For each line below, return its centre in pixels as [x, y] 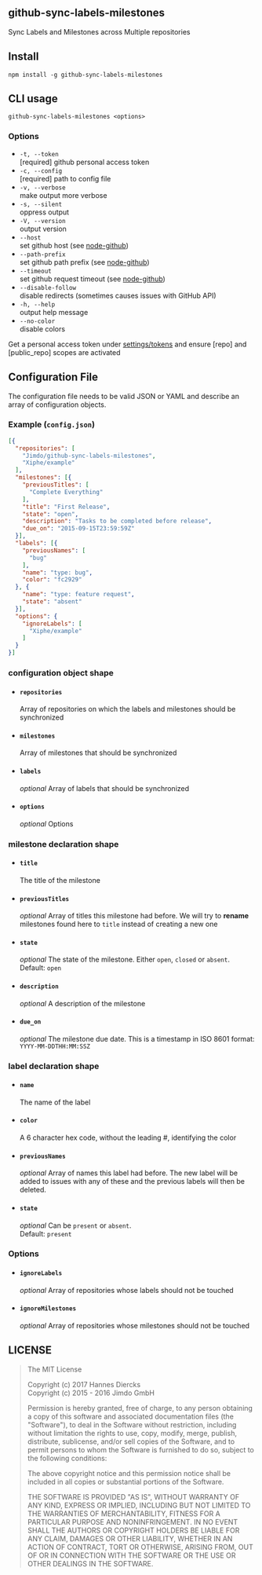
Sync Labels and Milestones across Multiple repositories [99, 31]
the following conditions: [67, 1458]
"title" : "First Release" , [66, 507]
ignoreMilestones [48, 1309]
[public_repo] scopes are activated [64, 352]
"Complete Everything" [66, 492]
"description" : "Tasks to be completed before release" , [117, 522]
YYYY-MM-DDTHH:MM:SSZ [55, 1046]
